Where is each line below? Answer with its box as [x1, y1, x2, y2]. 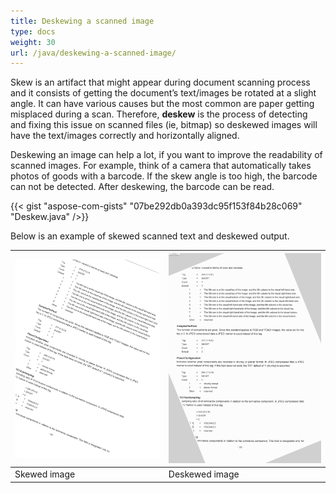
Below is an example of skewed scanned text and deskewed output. [10, 230, 290, 242]
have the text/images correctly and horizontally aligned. [10, 130, 240, 142]
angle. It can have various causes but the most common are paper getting [10, 98, 315, 110]
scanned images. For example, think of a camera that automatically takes [10, 160, 312, 172]
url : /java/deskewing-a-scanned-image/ [10, 48, 177, 58]
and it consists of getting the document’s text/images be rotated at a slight [10, 87, 317, 99]
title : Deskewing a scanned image [10, 16, 155, 26]
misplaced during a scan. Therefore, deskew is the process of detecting [10, 108, 308, 120]
